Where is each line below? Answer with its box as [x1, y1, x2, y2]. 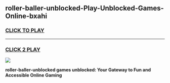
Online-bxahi [5, 12, 47, 21]
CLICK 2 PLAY [5, 46, 40, 53]
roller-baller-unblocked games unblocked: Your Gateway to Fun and [5, 66, 151, 72]
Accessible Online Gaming [5, 72, 62, 78]
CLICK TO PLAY [5, 27, 45, 34]
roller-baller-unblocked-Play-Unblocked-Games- [5, 4, 164, 13]
